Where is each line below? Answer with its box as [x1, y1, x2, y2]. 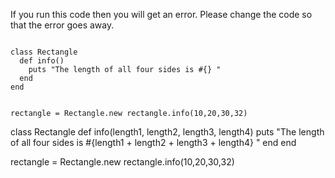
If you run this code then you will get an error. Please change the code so [10, 9, 313, 20]
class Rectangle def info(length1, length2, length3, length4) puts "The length [10, 126, 325, 138]
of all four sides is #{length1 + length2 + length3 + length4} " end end [10, 137, 297, 148]
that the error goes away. [10, 19, 115, 31]
